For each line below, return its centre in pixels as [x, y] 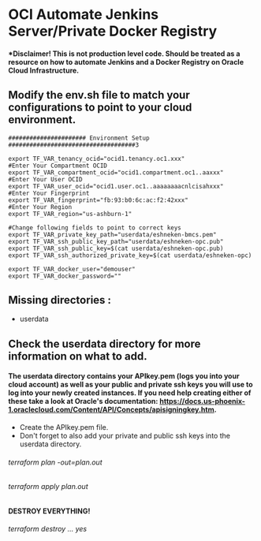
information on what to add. [78, 356]
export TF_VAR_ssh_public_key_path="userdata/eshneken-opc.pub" [116, 241]
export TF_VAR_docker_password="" [65, 276]
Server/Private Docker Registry [113, 31]
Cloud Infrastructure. [44, 70]
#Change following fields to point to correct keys [95, 228]
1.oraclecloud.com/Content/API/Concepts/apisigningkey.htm [111, 410]
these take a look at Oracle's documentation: [83, 401]
